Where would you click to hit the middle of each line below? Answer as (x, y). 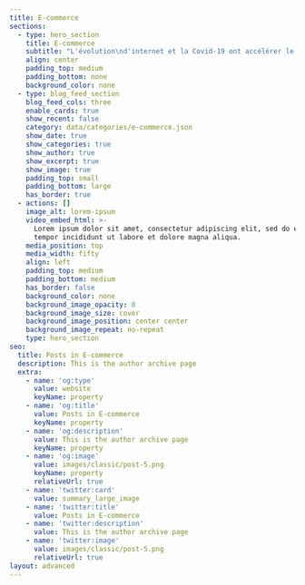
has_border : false (60, 288)
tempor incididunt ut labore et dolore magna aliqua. (138, 237)
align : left (48, 263)
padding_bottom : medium (71, 279)
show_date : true (57, 136)
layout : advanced (42, 566)
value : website (62, 389)
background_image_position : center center (107, 322)
